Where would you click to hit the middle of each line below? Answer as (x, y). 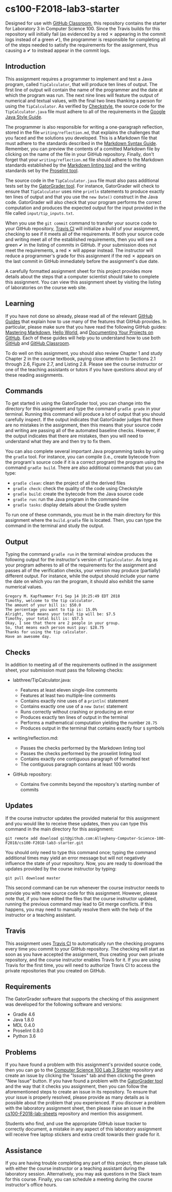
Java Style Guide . (24, 117)
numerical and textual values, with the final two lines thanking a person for (84, 100)
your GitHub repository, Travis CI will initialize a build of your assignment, (82, 228)
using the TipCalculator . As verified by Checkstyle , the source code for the (85, 106)
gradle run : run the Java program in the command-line (71, 499)
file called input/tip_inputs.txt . (40, 213)
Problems (21, 1052)
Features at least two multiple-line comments (68, 695)
